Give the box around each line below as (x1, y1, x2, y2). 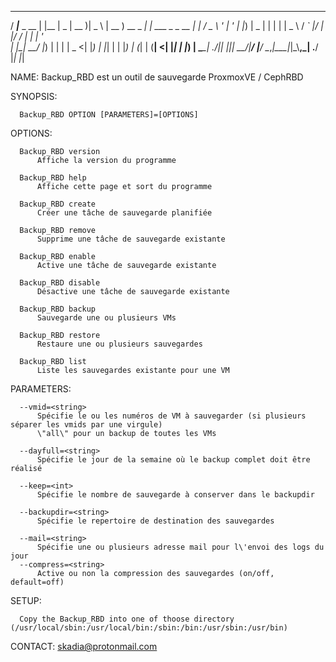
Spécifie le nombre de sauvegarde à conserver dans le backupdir (36, 490, 315, 500)
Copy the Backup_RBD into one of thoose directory (19, 614, 235, 624)
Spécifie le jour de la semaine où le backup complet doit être (36, 455, 311, 465)
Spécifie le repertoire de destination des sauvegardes (36, 516, 275, 526)
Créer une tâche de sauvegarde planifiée (36, 208, 213, 218)
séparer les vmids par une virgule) (10, 420, 163, 430)
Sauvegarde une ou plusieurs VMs (36, 313, 177, 323)
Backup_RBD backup (19, 304, 97, 314)
